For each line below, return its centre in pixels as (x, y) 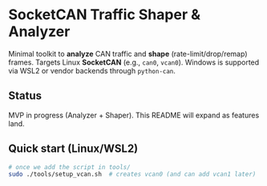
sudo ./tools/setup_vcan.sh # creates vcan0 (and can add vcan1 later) (132, 174)
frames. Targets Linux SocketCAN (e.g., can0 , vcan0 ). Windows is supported (134, 62)
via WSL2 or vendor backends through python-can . (92, 70)
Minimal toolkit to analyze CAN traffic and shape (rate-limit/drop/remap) (128, 53)
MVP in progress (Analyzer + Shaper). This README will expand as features (134, 115)
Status (25, 96)
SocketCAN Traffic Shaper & (104, 15)
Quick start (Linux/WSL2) (73, 149)
